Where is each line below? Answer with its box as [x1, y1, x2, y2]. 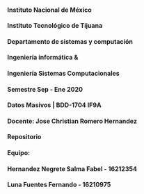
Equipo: [7, 148, 30, 156]
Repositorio [7, 133, 42, 141]
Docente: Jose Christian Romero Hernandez [7, 117, 138, 125]
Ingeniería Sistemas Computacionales [7, 69, 120, 77]
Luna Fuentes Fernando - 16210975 [7, 181, 111, 189]
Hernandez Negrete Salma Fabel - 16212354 [7, 164, 138, 173]
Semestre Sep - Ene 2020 [7, 85, 83, 93]
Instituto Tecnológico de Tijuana [7, 22, 103, 30]
